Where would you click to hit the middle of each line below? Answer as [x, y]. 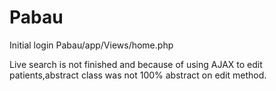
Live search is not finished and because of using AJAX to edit [136, 64]
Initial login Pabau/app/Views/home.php [91, 45]
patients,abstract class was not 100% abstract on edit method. [138, 75]
